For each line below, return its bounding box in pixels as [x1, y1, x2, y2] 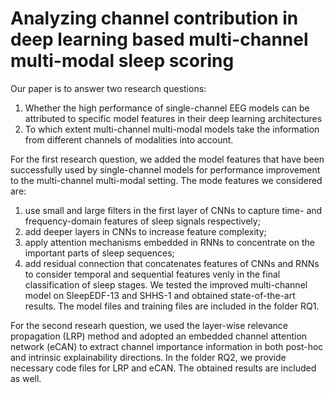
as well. [10, 372, 42, 384]
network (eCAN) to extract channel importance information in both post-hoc [10, 340, 324, 352]
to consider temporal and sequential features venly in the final [24, 268, 281, 280]
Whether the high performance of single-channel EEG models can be [24, 102, 310, 114]
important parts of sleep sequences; [24, 247, 175, 259]
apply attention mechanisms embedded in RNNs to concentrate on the [24, 236, 315, 248]
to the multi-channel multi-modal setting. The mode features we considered [10, 174, 323, 186]
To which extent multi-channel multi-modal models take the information [24, 123, 320, 135]
